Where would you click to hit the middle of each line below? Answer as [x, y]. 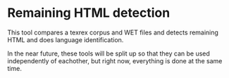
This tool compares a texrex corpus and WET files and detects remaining [113, 32]
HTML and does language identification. [66, 39]
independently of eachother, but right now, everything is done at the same [115, 60]
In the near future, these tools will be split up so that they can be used [109, 53]
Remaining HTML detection [89, 13]
